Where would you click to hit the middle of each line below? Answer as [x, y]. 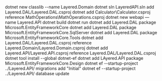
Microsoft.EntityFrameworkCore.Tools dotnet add [54, 38]
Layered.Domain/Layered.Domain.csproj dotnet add [57, 48]
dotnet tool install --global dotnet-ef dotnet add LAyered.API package [74, 58]
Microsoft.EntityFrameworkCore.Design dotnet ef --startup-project [72, 63]
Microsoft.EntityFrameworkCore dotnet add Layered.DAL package [71, 27]
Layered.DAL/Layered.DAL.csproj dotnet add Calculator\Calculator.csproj [78, 12]
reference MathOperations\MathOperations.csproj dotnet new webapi [74, 17]
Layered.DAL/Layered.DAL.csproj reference [48, 43]
